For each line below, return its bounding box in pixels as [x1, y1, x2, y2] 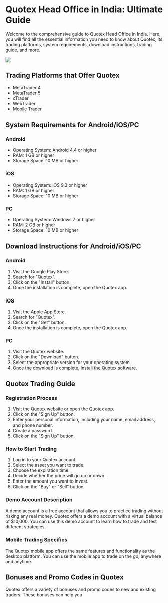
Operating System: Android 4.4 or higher [12, 147, 97, 153]
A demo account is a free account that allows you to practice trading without [5, 508, 163, 514]
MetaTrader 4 [12, 84, 41, 90]
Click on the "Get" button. [12, 319, 66, 326]
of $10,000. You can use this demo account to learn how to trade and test [5, 518, 157, 524]
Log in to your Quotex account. [12, 457, 77, 463]
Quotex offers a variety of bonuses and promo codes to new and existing [5, 586, 156, 592]
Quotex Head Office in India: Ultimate [5, 4, 163, 15]
